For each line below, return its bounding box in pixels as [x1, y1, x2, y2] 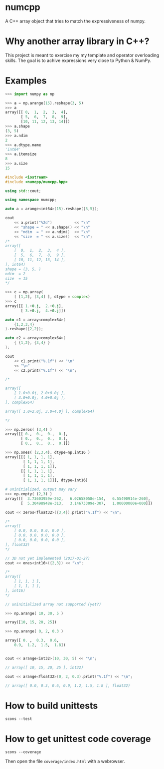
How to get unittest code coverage [5, 733, 151, 744]
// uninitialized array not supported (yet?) [5, 602, 101, 607]
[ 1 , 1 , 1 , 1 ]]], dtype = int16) [23, 478, 88, 483]
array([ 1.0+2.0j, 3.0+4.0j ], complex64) [5, 409, 95, 414]
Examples [5, 75, 47, 87]
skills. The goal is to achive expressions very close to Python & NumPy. [5, 57, 152, 64]
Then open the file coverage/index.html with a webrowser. [5, 758, 126, 764]
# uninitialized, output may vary [5, 487, 77, 492]
